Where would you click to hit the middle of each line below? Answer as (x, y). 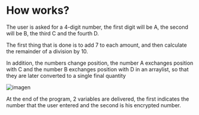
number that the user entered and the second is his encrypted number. (94, 105)
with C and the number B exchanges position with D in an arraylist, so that (97, 69)
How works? (38, 10)
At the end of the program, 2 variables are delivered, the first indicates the (98, 99)
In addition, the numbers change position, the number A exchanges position (100, 63)
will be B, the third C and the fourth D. (53, 33)
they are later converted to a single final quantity (66, 75)
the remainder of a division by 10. (47, 51)
